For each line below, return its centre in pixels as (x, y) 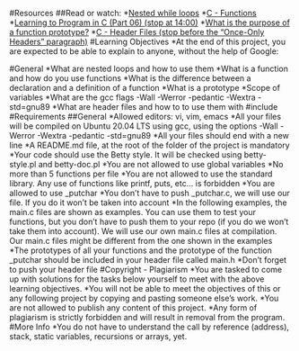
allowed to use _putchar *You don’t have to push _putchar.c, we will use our (149, 193)
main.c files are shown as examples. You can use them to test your (133, 212)
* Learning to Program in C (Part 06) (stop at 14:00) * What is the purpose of (149, 22)
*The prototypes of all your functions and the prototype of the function (141, 250)
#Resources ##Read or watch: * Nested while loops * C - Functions (133, 13)
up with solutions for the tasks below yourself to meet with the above (137, 279)
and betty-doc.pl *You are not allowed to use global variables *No (161, 164)
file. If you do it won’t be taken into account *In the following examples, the (148, 202)
